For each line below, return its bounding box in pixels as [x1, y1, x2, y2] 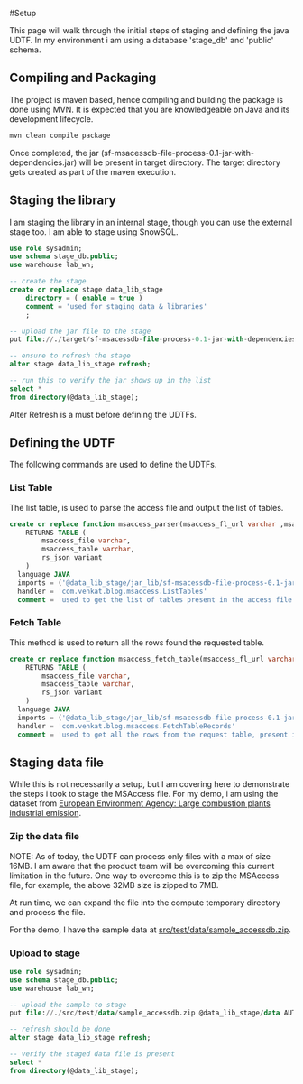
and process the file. [9, 906, 86, 917]
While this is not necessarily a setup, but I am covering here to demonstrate [9, 779, 290, 790]
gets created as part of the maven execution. [9, 166, 177, 177]
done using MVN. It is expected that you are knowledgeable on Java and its [9, 104, 290, 115]
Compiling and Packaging [9, 70, 157, 86]
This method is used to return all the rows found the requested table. [9, 636, 264, 648]
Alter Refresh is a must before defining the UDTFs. [9, 409, 197, 420]
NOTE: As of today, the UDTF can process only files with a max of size [9, 850, 271, 861]
